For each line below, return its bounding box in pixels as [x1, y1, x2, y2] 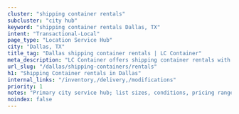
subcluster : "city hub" [7, 17, 78, 24]
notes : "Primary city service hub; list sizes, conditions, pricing [7, 89, 215, 96]
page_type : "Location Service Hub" [7, 37, 113, 44]
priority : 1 [7, 83, 43, 90]
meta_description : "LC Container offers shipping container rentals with [7, 57, 231, 64]
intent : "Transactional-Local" [7, 30, 100, 38]
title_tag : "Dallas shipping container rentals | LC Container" [7, 50, 202, 57]
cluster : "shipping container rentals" [7, 10, 126, 18]
